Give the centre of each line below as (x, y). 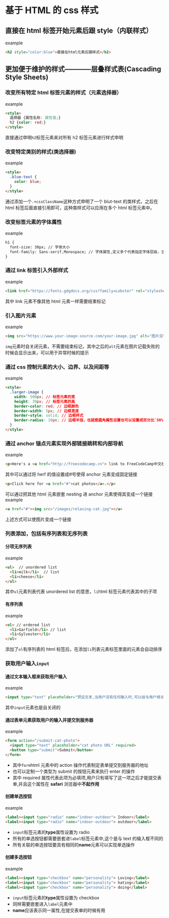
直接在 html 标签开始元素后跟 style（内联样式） (79, 30)
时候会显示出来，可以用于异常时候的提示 (47, 352)
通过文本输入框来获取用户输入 (36, 677)
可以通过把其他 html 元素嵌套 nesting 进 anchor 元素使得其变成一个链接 (79, 494)
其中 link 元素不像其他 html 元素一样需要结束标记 (55, 301)
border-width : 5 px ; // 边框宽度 (47, 411)
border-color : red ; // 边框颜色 (47, 406)
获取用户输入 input (27, 663)
